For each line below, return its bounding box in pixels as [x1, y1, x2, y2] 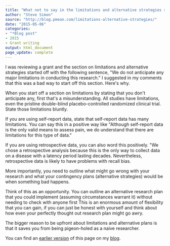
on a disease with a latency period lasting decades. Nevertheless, [5, 153, 143, 159]
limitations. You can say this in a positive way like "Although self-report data [5, 121, 163, 127]
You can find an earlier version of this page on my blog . [5, 235, 121, 241]
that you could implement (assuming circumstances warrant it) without [5, 194, 153, 200]
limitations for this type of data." [5, 132, 72, 138]
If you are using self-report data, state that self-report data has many [5, 116, 149, 122]
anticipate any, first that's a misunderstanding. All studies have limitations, [5, 95, 160, 101]
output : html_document [5, 45, 53, 50]
